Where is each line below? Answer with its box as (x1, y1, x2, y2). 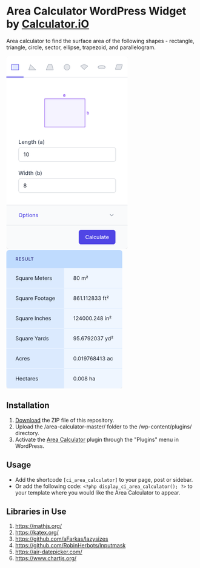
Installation (6, 401, 50, 411)
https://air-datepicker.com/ (15, 548, 83, 556)
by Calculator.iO (6, 17, 90, 31)
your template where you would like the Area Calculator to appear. (15, 489, 181, 496)
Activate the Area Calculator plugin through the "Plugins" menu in (15, 436, 179, 443)
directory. (15, 429, 39, 436)
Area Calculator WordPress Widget (6, 4, 187, 18)
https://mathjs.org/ (15, 522, 62, 530)
